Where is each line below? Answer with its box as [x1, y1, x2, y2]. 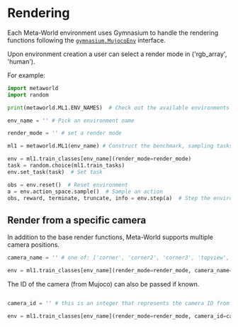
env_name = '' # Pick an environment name [7, 117, 135, 124]
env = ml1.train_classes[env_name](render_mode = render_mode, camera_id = [7, 312, 227, 320]
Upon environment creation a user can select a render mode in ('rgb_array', [7, 50, 227, 58]
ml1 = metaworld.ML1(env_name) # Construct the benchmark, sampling [7, 143, 214, 150]
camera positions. [7, 240, 60, 249]
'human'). [7, 57, 35, 65]
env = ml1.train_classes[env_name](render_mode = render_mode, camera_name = [7, 267, 233, 275]
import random [7, 91, 50, 99]
